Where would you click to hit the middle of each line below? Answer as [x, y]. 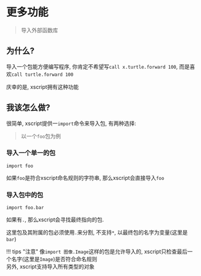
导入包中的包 [25, 195]
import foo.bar [25, 208]
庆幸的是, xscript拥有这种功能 [43, 87]
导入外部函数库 [39, 30]
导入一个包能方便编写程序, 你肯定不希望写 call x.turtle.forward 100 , [92, 66]
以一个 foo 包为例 [41, 136]
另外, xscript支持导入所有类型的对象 [50, 267]
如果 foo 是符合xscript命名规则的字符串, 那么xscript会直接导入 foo [85, 177]
